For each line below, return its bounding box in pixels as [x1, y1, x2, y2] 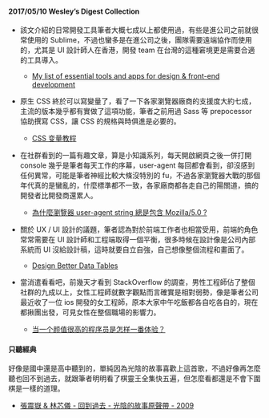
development [31, 80, 76, 90]
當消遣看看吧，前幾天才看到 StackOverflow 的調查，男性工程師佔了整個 [19, 278, 255, 287]
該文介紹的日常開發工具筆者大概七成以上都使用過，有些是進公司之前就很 [19, 25, 259, 35]
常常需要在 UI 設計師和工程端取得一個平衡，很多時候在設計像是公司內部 [19, 235, 256, 245]
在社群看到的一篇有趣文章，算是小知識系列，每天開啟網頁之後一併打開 [19, 151, 252, 160]
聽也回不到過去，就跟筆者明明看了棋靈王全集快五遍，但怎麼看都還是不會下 [8, 374, 254, 384]
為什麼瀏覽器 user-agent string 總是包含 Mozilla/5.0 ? [31, 208, 207, 217]
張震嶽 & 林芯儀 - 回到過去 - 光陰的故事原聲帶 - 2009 [19, 401, 195, 411]
